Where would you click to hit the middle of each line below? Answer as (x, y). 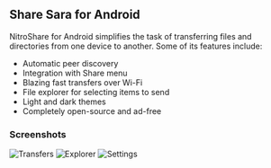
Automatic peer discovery (70, 63)
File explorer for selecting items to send (96, 92)
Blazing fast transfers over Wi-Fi (82, 82)
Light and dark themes (64, 102)
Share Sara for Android (75, 15)
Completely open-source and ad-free (92, 111)
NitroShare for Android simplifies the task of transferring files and (131, 36)
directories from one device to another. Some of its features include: (136, 46)
